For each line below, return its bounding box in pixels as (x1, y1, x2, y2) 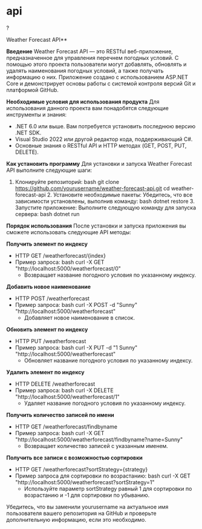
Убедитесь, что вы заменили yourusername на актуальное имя (6, 503, 169, 510)
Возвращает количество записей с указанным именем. (24, 442, 168, 449)
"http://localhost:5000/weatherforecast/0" (15, 264, 121, 272)
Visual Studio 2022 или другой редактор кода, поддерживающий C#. (15, 135, 193, 143)
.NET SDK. (15, 129, 42, 136)
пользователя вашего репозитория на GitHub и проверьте (6, 510, 157, 517)
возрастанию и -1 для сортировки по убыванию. (24, 491, 150, 499)
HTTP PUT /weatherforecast (15, 337, 86, 344)
